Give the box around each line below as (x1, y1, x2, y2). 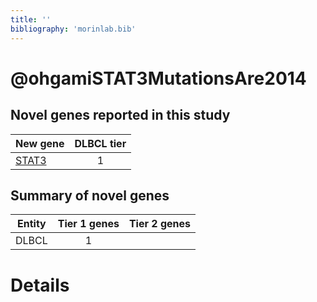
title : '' (10, 14, 52, 25)
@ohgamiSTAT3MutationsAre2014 (10, 67, 307, 90)
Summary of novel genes (10, 187, 170, 204)
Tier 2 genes (128, 217, 191, 231)
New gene (15, 136, 65, 150)
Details (10, 274, 70, 296)
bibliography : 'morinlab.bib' (10, 24, 137, 34)
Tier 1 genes (57, 217, 120, 231)
